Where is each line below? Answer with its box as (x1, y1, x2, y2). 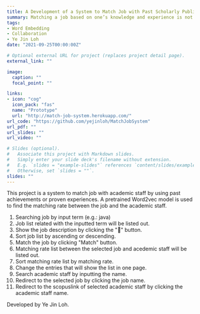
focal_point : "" (12, 80, 52, 86)
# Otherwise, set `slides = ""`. (7, 168, 95, 174)
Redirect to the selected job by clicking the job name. (15, 277, 146, 284)
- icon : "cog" (7, 96, 42, 102)
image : (7, 69, 23, 75)
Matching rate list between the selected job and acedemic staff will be (15, 245, 188, 253)
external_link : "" (7, 58, 52, 64)
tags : (7, 20, 20, 26)
